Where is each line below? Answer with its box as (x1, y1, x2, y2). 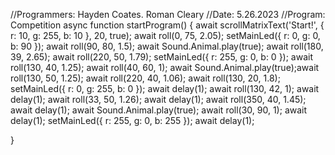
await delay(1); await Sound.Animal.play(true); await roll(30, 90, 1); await (10, 104, 308, 116)
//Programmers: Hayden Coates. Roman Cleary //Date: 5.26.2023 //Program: (10, 9, 326, 20)
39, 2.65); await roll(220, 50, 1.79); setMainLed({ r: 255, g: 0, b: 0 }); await (10, 51, 314, 63)
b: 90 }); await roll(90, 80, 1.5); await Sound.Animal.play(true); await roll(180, (10, 40, 324, 52)
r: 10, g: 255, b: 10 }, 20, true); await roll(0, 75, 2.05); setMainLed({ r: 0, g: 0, (10, 30, 321, 41)
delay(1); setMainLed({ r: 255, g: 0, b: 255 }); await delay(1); (10, 115, 255, 126)
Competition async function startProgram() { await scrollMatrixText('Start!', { (10, 19, 325, 31)
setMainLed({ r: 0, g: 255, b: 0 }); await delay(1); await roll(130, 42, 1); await (10, 83, 320, 94)
